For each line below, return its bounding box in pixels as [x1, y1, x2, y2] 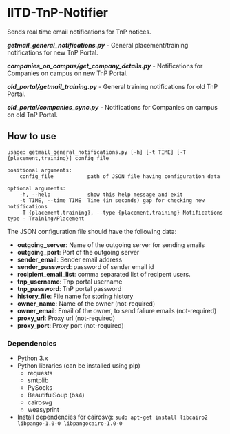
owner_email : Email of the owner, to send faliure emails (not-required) [17, 306, 217, 315]
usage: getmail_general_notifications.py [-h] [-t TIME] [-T [7, 148, 187, 156]
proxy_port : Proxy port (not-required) [17, 321, 124, 329]
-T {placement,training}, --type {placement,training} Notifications [19, 209, 224, 216]
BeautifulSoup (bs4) [27, 391, 85, 400]
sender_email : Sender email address [17, 255, 123, 264]
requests [27, 369, 53, 377]
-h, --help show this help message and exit [19, 191, 184, 198]
